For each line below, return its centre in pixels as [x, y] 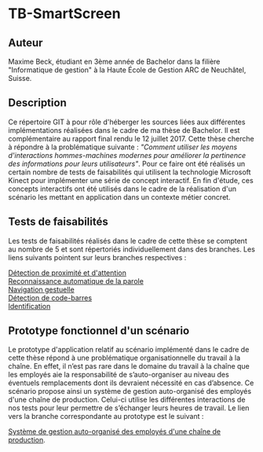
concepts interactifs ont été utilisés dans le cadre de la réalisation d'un [122, 189]
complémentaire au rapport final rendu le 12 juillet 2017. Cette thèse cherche [131, 138]
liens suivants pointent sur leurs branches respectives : [97, 257]
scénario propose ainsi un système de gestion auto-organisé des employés [130, 391]
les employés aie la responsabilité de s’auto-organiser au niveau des [119, 375]
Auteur [26, 43]
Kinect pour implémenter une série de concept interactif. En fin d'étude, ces [131, 180]
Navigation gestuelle [41, 289]
